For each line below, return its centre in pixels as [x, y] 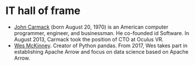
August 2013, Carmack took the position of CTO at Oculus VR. [89, 39]
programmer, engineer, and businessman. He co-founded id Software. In [102, 33]
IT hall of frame [43, 11]
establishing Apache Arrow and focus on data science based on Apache [101, 51]
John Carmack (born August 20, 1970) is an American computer [91, 27]
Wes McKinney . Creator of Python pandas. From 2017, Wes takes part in [101, 46]
